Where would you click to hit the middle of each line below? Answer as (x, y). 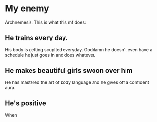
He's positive (26, 103)
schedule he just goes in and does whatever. (50, 55)
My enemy (27, 9)
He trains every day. (37, 38)
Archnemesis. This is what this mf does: (46, 22)
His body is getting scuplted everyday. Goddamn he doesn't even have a (79, 49)
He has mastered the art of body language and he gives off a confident (77, 82)
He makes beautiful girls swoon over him (69, 70)
